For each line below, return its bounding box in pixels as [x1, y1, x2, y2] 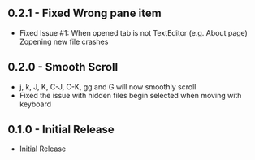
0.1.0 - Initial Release [7, 123, 115, 136]
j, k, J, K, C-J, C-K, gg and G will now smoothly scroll [19, 81, 197, 92]
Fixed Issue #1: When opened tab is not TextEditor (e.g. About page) [19, 28, 249, 37]
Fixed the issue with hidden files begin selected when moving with [19, 90, 242, 100]
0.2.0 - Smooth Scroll [7, 60, 119, 74]
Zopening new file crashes [19, 37, 109, 46]
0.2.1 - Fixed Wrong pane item [7, 6, 162, 20]
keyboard [19, 99, 52, 109]
